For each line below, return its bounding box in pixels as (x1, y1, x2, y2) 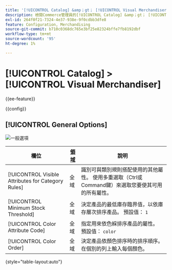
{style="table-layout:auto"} (5, 258, 62, 265)
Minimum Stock (8, 204, 46, 211)
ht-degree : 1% (5, 41, 36, 46)
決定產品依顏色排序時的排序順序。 (81, 237, 163, 244)
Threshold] (8, 210, 35, 218)
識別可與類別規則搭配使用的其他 (81, 166, 158, 173)
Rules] (8, 184, 24, 191)
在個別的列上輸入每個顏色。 (81, 245, 148, 252)
